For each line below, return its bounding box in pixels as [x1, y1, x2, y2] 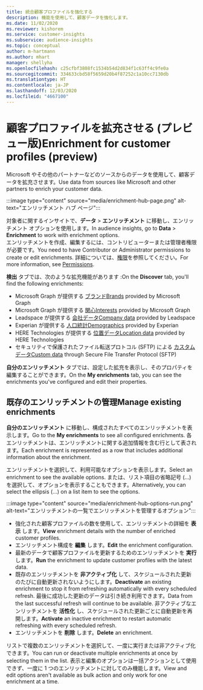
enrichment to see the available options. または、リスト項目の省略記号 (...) [6, 474, 192, 481]
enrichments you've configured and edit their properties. [6, 378, 147, 385]
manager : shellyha [6, 59, 53, 65]
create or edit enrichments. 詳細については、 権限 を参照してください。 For [6, 253, 188, 261]
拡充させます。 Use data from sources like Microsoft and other [22, 178, 176, 186]
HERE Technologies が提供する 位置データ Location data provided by [14, 329, 185, 337]
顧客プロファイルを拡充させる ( [6, 121, 161, 135]
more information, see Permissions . [6, 260, 95, 267]
